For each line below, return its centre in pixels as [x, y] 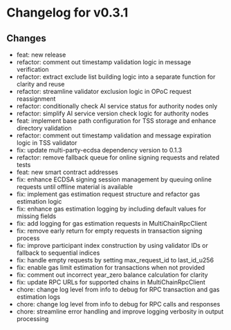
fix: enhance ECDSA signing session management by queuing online [114, 179]
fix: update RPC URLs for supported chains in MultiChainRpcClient [111, 282]
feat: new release [41, 55]
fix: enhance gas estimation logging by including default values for [111, 209]
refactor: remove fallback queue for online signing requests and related [118, 157]
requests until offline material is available [74, 187]
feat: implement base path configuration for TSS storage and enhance [116, 121]
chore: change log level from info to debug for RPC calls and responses [118, 304]
